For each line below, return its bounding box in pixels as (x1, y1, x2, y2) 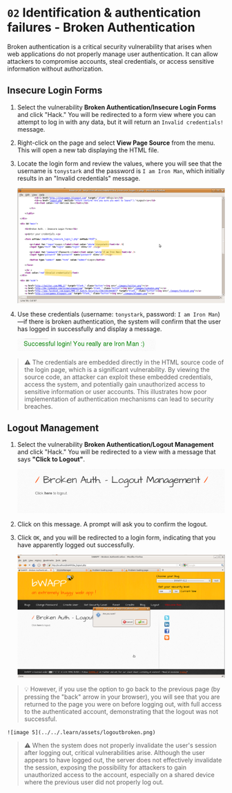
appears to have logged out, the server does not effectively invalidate (23, 756, 222, 764)
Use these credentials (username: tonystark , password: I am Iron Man (17, 310, 218, 318)
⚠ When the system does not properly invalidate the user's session (23, 741, 217, 749)
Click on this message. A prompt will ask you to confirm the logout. (17, 520, 209, 528)
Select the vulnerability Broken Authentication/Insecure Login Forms (17, 103, 216, 112)
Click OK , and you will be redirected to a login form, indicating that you (17, 533, 216, 542)
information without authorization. (7, 64, 104, 73)
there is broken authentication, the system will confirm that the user (28, 317, 222, 326)
